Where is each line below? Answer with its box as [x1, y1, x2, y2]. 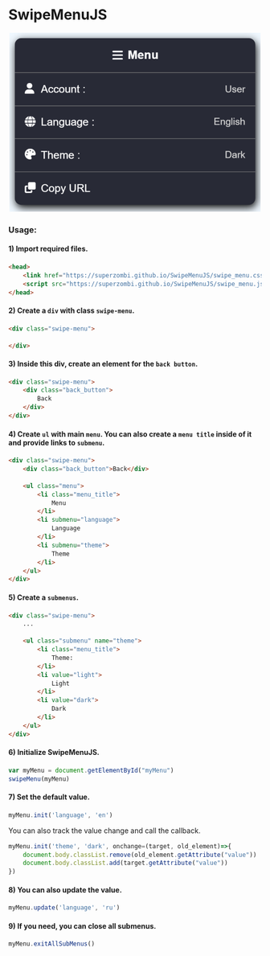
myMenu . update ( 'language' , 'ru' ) [8, 904, 121, 912]
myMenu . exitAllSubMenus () [8, 940, 95, 948]
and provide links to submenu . [8, 437, 105, 447]
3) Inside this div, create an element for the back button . [8, 359, 198, 368]
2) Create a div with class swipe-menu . [8, 306, 135, 315]
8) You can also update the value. [8, 884, 122, 894]
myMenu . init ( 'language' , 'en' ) [8, 810, 113, 819]
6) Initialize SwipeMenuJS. [8, 748, 100, 757]
